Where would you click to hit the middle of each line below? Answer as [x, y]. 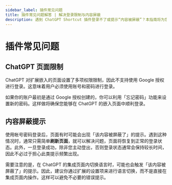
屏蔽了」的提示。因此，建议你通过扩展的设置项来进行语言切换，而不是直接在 [86, 171]
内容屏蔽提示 [26, 121]
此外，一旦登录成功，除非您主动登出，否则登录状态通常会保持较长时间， [90, 147]
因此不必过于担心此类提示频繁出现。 [44, 154]
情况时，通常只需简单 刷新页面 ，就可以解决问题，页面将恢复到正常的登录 [81, 141]
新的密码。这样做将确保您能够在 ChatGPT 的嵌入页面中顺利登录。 [79, 104]
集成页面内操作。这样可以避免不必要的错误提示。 [57, 177]
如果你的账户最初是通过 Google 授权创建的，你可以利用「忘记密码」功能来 [84, 97]
